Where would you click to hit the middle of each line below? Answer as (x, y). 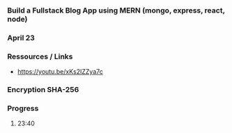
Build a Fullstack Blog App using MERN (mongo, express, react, (116, 10)
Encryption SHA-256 (43, 90)
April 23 (21, 38)
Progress (23, 108)
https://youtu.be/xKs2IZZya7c (60, 72)
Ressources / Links (40, 56)
